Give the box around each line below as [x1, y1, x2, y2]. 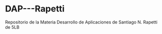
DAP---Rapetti [5, 3, 65, 14]
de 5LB [5, 24, 20, 30]
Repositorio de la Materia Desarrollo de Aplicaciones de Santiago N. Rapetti [5, 19, 158, 25]
